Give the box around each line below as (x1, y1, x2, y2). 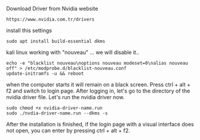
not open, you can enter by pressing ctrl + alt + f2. (6, 127, 130, 134)
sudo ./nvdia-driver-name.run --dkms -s (6, 110, 109, 116)
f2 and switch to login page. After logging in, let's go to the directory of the (6, 87, 190, 94)
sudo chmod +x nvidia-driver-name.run (6, 105, 103, 111)
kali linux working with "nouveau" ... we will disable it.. (6, 49, 139, 56)
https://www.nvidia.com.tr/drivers (6, 17, 95, 23)
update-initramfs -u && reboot (6, 71, 84, 77)
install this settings (6, 27, 53, 34)
